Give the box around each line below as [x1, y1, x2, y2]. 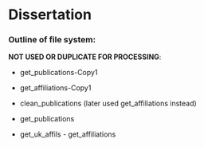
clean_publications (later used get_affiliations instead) [19, 98, 197, 109]
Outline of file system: [8, 34, 96, 46]
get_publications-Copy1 [19, 68, 98, 77]
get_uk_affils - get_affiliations [19, 129, 116, 139]
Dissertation [8, 6, 92, 24]
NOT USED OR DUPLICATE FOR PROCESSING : [8, 52, 162, 62]
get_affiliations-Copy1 [19, 83, 92, 93]
